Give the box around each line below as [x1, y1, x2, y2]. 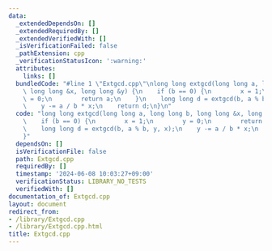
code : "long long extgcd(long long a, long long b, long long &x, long [15, 110, 263, 118]
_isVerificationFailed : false [15, 42, 117, 50]
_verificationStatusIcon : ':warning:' [15, 57, 147, 66]
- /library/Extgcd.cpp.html [8, 223, 104, 231]
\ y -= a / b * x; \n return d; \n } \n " [23, 102, 172, 110]
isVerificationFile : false [15, 147, 107, 155]
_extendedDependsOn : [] [15, 19, 96, 28]
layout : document [8, 200, 67, 208]
